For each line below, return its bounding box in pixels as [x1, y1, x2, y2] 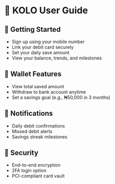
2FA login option [11, 168, 47, 174]
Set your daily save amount [11, 50, 70, 55]
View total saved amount [11, 83, 64, 89]
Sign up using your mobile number [11, 38, 85, 45]
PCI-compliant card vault [11, 173, 65, 179]
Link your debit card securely [11, 44, 74, 50]
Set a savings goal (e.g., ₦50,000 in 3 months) [11, 94, 110, 100]
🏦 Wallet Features [4, 70, 62, 78]
